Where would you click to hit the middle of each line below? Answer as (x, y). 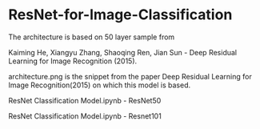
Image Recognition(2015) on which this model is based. (100, 85)
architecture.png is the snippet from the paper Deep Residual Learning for (130, 76)
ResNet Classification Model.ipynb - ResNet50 (85, 100)
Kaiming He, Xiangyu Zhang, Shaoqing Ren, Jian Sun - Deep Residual (123, 52)
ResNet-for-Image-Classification (120, 15)
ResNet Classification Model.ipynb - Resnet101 (85, 116)
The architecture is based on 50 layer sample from (92, 37)
